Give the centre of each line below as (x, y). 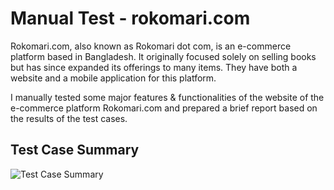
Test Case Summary (75, 150)
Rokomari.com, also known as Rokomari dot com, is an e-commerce (151, 46)
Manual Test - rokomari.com (130, 18)
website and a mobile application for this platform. (113, 78)
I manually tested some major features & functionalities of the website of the (167, 97)
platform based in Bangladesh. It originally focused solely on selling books (163, 56)
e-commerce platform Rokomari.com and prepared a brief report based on (164, 108)
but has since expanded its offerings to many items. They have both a (154, 67)
